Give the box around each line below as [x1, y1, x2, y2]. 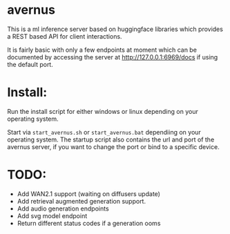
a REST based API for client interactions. [7, 32, 122, 40]
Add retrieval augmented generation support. [17, 197, 146, 205]
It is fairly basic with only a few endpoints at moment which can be [7, 46, 197, 54]
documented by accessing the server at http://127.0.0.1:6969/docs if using [7, 52, 218, 61]
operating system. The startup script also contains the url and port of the [7, 135, 215, 144]
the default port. [7, 60, 53, 68]
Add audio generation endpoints [17, 204, 109, 213]
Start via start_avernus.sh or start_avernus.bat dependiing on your [7, 128, 202, 136]
